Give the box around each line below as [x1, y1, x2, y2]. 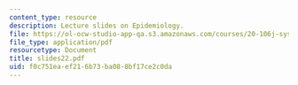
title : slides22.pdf [9, 54, 86, 63]
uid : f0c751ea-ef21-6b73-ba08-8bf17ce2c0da [9, 63, 173, 72]
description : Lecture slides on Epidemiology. [9, 21, 184, 30]
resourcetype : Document [9, 46, 98, 55]
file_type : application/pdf [9, 37, 114, 47]
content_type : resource [9, 12, 98, 22]
